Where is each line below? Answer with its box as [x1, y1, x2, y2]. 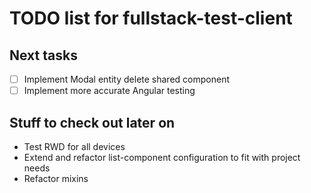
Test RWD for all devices [23, 140, 126, 152]
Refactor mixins [23, 172, 89, 184]
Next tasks [9, 47, 78, 64]
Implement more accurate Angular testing [23, 85, 196, 97]
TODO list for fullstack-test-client [9, 7, 293, 30]
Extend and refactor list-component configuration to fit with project [23, 151, 301, 163]
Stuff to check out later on [9, 114, 176, 131]
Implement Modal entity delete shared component [23, 73, 230, 85]
